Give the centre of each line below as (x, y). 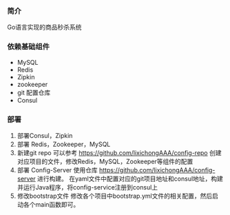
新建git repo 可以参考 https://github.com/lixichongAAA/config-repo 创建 (119, 152)
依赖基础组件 (29, 47)
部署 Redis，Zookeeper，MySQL (64, 144)
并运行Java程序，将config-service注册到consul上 (87, 187)
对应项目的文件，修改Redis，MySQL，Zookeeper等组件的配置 (105, 161)
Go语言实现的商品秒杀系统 (44, 27)
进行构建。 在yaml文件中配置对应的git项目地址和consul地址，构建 (130, 178)
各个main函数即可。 (51, 204)
